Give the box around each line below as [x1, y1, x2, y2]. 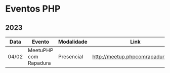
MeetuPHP [27, 47, 54, 54]
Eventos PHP [5, 3, 61, 15]
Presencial [58, 53, 83, 60]
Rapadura [27, 59, 51, 66]
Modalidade [58, 39, 88, 45]
